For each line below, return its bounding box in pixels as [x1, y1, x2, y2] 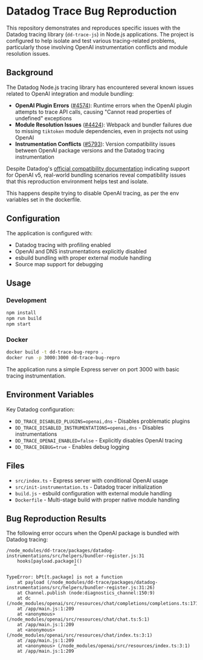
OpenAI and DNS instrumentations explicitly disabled [14, 247, 147, 255]
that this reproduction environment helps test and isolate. [6, 177, 149, 185]
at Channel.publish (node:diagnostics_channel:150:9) [17, 590, 155, 596]
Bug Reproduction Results [6, 513, 107, 524]
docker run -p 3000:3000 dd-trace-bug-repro [6, 355, 120, 361]
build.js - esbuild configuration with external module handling [14, 489, 172, 497]
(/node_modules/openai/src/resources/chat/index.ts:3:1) [6, 632, 153, 639]
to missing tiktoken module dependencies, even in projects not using [14, 127, 188, 134]
